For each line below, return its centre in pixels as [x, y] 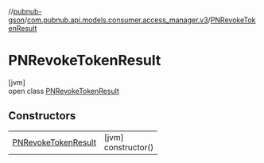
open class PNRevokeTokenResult [64, 91]
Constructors [42, 116]
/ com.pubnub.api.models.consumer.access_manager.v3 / [117, 20]
